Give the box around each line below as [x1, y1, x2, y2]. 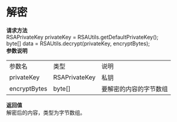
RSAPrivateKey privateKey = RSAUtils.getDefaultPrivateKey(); [6, 33, 159, 40]
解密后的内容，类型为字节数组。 [6, 109, 85, 116]
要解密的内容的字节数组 [101, 85, 169, 93]
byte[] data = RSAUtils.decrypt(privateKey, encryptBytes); [6, 40, 151, 47]
